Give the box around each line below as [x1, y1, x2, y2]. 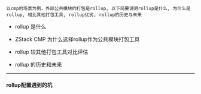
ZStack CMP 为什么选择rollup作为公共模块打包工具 [14, 36, 140, 43]
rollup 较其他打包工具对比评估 [14, 48, 89, 55]
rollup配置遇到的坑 [6, 81, 53, 88]
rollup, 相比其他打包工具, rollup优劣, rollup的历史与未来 [6, 12, 142, 18]
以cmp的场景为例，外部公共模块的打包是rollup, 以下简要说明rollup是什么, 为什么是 [6, 5, 191, 11]
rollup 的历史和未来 [14, 61, 62, 68]
